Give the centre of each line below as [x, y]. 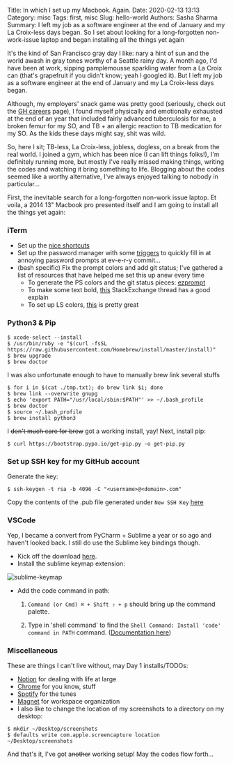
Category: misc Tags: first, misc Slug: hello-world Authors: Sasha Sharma [112, 17]
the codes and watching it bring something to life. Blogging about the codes [116, 169]
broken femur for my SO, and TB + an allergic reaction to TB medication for [115, 126]
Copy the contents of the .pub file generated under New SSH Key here [105, 502]
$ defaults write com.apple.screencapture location [83, 735]
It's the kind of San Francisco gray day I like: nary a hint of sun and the [108, 53]
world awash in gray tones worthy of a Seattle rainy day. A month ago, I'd [112, 61]
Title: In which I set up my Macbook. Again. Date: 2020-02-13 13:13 [104, 10]
